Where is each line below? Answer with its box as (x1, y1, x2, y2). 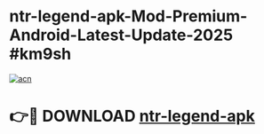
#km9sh (9, 44, 72, 64)
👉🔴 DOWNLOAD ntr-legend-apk (9, 106, 256, 126)
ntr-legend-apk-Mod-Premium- (9, 6, 248, 27)
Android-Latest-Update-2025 (9, 25, 234, 45)
